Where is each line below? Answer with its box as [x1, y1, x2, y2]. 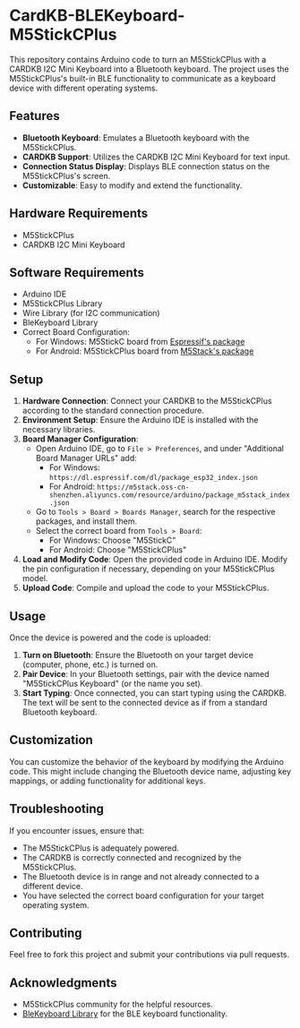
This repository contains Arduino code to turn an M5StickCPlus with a [9, 54, 267, 64]
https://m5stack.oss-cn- [97, 483, 190, 493]
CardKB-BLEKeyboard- [9, 5, 185, 26]
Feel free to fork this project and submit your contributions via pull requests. [9, 949, 290, 960]
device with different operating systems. [9, 82, 159, 93]
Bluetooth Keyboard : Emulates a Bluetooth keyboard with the [21, 132, 250, 143]
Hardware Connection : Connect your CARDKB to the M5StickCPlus [21, 396, 272, 407]
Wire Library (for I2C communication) [21, 308, 160, 319]
